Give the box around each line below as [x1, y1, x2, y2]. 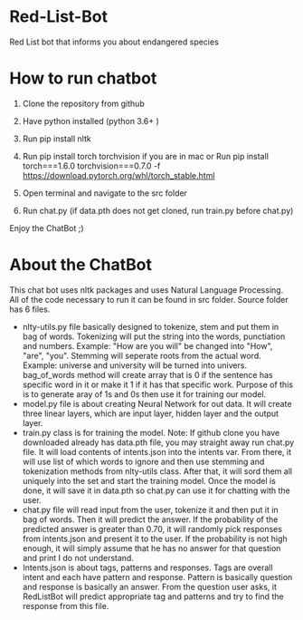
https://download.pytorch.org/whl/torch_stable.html [22, 170, 215, 180]
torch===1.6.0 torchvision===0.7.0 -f [22, 160, 161, 171]
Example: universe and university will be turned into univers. [22, 360, 247, 371]
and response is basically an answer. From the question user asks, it [22, 581, 278, 592]
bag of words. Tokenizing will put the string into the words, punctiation [22, 331, 286, 342]
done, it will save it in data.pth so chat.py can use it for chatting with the [22, 485, 291, 496]
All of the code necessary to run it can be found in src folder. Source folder [9, 294, 289, 305]
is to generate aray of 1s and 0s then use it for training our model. [22, 388, 267, 400]
